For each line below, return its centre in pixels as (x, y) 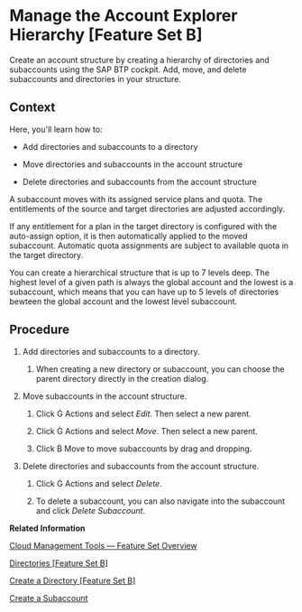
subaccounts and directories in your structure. (96, 79)
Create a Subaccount (49, 598)
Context (32, 108)
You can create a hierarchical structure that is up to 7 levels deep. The (140, 273)
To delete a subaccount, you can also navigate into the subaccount (160, 501)
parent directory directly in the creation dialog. (122, 378)
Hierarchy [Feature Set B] (106, 35)
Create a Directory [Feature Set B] (73, 580)
